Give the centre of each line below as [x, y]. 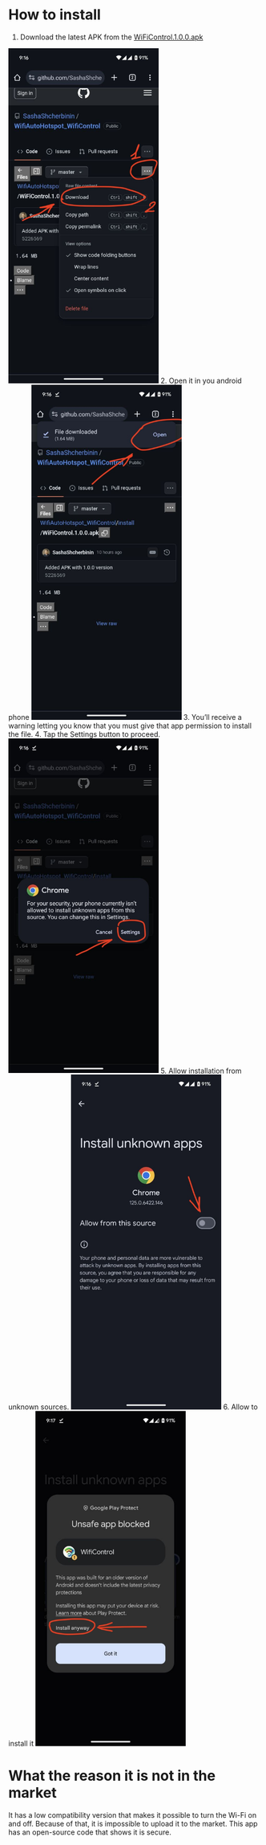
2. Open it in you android [201, 380]
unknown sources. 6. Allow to [133, 1407]
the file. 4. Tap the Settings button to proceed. [85, 734]
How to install [55, 15]
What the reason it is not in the [112, 1776]
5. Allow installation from [201, 1071]
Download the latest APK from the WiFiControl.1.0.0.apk [111, 37]
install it [21, 1743]
